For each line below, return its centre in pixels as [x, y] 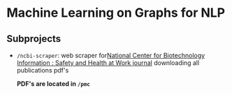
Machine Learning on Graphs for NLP [116, 13]
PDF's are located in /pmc [53, 84]
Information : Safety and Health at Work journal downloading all [108, 63]
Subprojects [34, 39]
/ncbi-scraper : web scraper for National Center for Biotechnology [111, 55]
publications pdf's [43, 70]
